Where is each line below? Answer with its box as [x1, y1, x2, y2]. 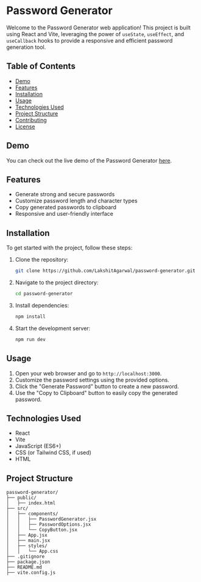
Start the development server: [15, 325, 91, 332]
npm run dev [15, 336, 46, 342]
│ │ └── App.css [6, 548, 59, 554]
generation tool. [6, 43, 46, 51]
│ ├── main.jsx [6, 537, 51, 544]
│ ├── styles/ [6, 543, 48, 549]
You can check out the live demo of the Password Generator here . [6, 157, 172, 164]
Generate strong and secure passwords [15, 191, 115, 198]
